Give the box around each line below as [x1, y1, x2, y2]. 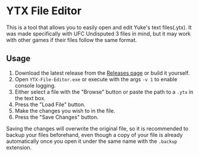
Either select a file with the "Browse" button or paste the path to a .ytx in [14, 88, 194, 95]
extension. [6, 144, 32, 151]
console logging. [14, 82, 56, 89]
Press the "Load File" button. [14, 101, 86, 108]
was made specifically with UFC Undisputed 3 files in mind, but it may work [6, 30, 191, 37]
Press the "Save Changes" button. [14, 113, 99, 120]
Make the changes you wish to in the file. [14, 107, 116, 114]
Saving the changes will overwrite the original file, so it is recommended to [6, 125, 189, 132]
